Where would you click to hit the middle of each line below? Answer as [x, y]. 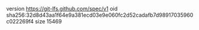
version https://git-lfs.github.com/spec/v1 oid [62, 9]
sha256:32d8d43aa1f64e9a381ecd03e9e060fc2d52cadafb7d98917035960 [100, 15]
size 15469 [48, 21]
